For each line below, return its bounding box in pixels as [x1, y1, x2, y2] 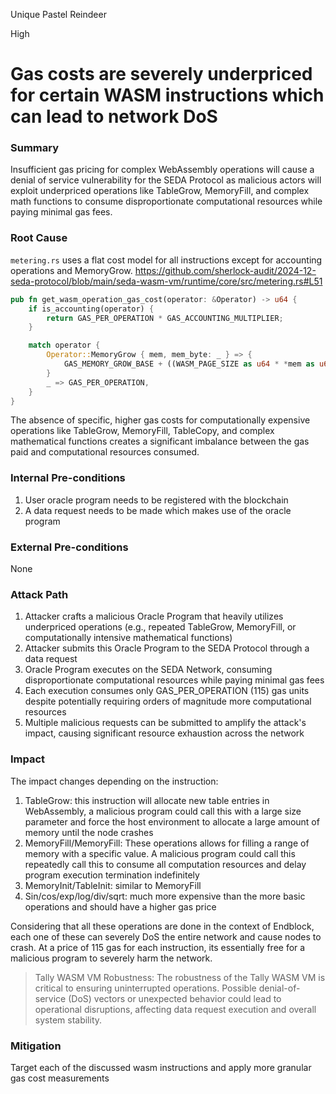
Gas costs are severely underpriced [10, 63, 313, 86]
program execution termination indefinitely [24, 869, 200, 881]
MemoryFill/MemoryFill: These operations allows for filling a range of [24, 837, 310, 849]
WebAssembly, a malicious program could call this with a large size [24, 805, 302, 817]
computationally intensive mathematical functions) [24, 632, 233, 644]
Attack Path [10, 587, 69, 601]
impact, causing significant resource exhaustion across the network [24, 727, 305, 739]
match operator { [28, 340, 101, 351]
